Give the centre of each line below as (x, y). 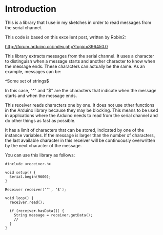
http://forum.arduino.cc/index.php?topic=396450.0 (57, 46)
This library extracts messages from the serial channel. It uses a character (80, 56)
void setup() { (20, 172)
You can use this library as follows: (40, 155)
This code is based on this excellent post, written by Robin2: (66, 37)
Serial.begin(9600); (30, 176)
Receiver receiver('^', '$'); (36, 189)
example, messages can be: (33, 71)
